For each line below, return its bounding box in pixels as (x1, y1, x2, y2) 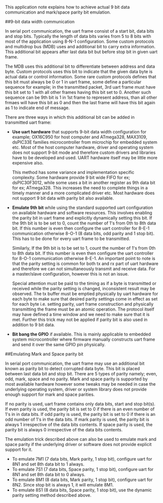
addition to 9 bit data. (12, 322, 55, 328)
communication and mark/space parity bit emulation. (5, 9, 111, 15)
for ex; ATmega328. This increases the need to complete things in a (12, 185, 148, 190)
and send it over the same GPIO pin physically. (12, 342, 106, 347)
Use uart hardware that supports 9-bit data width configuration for (12, 129, 147, 134)
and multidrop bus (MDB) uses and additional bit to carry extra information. (5, 44, 156, 49)
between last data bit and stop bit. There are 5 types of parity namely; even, (5, 371, 157, 376)
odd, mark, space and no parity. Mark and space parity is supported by (5, 376, 148, 382)
